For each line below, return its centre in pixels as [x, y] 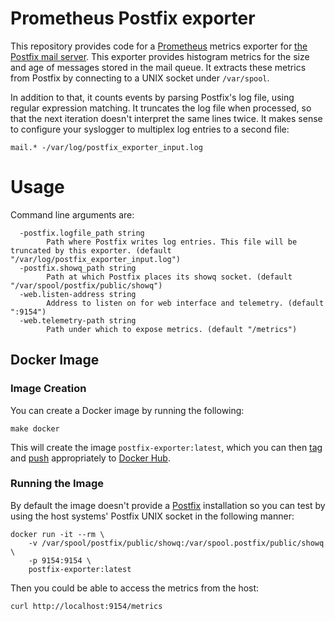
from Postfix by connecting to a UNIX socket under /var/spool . [140, 78]
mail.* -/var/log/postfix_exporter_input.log [106, 147]
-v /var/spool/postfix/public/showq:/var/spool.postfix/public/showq [176, 543]
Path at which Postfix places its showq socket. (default [169, 277]
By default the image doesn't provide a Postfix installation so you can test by [168, 505]
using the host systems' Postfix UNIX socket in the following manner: [152, 516]
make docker [35, 428]
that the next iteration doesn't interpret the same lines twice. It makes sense [166, 118]
